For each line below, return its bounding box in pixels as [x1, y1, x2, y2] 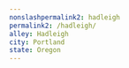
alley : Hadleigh [9, 29, 69, 38]
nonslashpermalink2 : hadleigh [9, 12, 121, 22]
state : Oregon [9, 46, 62, 55]
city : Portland [9, 37, 65, 47]
